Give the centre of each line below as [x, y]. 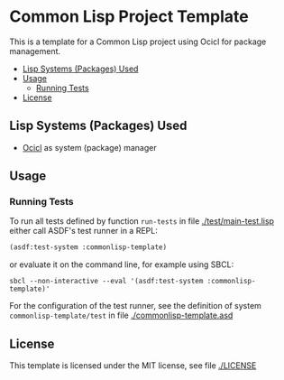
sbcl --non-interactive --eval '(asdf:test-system [106, 282]
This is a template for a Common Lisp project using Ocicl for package [138, 42]
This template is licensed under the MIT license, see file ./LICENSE [133, 366]
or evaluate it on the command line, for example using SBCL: [122, 264]
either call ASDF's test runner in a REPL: [83, 231]
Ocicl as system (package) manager [89, 147]
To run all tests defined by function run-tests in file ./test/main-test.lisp [142, 221]
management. [35, 51]
